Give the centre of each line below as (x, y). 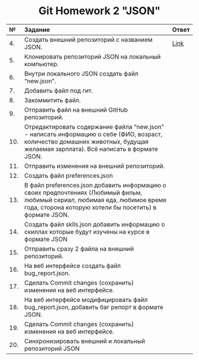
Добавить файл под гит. (59, 90)
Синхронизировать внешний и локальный (85, 341)
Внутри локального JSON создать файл (81, 73)
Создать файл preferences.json (69, 176)
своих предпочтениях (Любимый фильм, (83, 192)
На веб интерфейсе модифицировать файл (86, 300)
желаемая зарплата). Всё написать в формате (91, 149)
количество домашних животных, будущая (87, 141)
